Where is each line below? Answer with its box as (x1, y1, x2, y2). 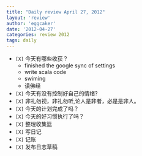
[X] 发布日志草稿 (15, 143, 58, 150)
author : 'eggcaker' (6, 20, 56, 26)
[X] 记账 (15, 136, 37, 143)
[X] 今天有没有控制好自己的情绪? (15, 90, 98, 97)
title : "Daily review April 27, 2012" (6, 9, 105, 15)
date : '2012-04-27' (6, 26, 56, 32)
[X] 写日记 (15, 128, 42, 135)
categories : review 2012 (6, 32, 70, 38)
